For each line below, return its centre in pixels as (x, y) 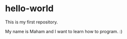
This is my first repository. (32, 22)
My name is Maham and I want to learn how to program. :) (64, 31)
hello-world (30, 9)
